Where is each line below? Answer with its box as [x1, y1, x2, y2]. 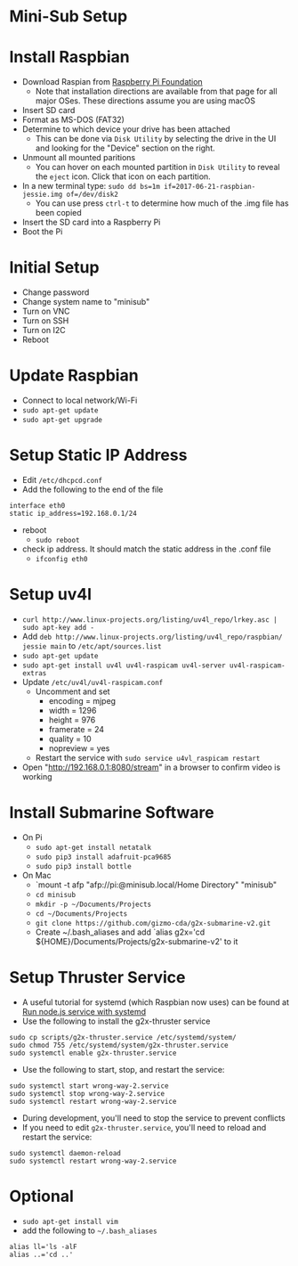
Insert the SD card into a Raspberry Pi [21, 216, 161, 228]
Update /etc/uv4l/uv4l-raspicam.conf [21, 676, 164, 687]
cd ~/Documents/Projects [35, 909, 128, 919]
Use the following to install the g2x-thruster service [21, 1016, 211, 1026]
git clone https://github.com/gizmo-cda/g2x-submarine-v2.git [35, 919, 271, 927]
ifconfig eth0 [35, 554, 88, 563]
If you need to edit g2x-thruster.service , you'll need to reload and [21, 1122, 267, 1132]
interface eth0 [9, 501, 66, 510]
